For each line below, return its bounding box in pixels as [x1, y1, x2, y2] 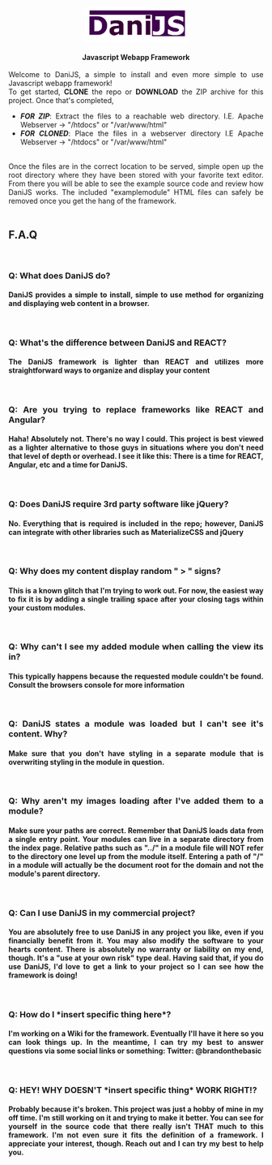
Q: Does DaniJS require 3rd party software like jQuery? [8, 498, 229, 509]
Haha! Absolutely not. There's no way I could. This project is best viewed [8, 434, 264, 444]
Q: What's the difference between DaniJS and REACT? [8, 337, 227, 348]
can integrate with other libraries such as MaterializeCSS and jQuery [8, 527, 244, 537]
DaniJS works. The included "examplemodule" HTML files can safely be [8, 187, 264, 196]
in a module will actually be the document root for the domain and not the [8, 861, 264, 870]
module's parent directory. [8, 869, 101, 878]
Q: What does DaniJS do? [8, 270, 111, 281]
